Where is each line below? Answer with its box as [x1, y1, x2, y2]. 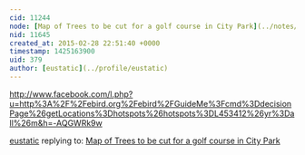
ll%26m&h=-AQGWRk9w [9, 117, 103, 128]
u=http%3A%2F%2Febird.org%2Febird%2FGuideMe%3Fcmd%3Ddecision [9, 98, 292, 109]
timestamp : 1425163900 [9, 47, 95, 56]
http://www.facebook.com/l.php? [9, 88, 133, 100]
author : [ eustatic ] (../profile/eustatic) [9, 64, 169, 73]
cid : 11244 [9, 13, 51, 23]
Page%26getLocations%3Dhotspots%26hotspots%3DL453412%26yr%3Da [9, 108, 295, 119]
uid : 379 [9, 55, 43, 64]
